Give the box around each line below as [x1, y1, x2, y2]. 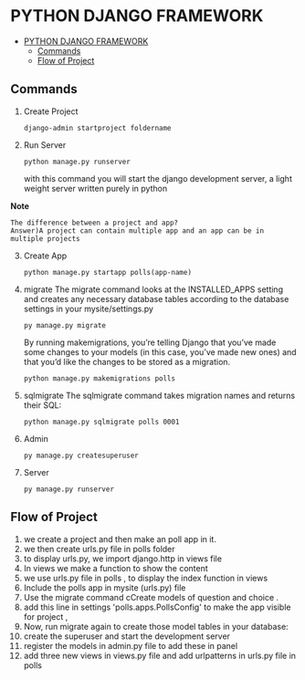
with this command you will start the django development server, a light [23, 173, 293, 183]
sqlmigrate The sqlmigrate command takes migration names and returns [23, 390, 296, 401]
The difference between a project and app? [10, 218, 179, 227]
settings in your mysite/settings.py [23, 303, 154, 314]
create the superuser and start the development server [23, 631, 231, 642]
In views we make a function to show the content [23, 562, 208, 573]
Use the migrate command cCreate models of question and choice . [23, 591, 279, 602]
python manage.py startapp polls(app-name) [23, 267, 193, 277]
